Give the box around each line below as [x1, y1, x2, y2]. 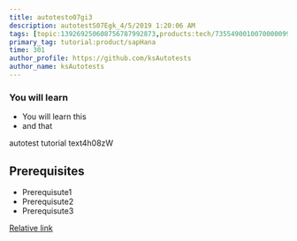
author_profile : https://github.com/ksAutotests [9, 54, 192, 63]
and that [21, 121, 53, 132]
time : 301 [9, 46, 46, 55]
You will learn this [21, 111, 87, 122]
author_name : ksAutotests [9, 63, 104, 72]
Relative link [9, 222, 53, 233]
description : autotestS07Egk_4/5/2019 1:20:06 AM [9, 21, 196, 30]
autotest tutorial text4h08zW [9, 138, 114, 148]
